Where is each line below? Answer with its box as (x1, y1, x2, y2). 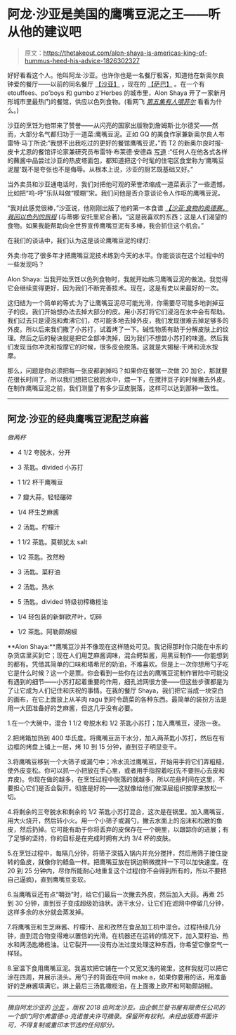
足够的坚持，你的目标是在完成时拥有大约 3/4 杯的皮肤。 (13, 834, 175, 842)
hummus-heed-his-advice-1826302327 (24, 56, 140, 65)
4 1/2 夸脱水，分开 (17, 448, 71, 456)
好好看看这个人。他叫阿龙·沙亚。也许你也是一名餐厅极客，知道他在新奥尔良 (7, 71, 225, 79)
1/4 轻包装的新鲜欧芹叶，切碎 (17, 612, 103, 621)
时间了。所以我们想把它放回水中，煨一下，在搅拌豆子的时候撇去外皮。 (25, 375, 229, 383)
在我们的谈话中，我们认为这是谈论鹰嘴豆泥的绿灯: (7, 236, 151, 245)
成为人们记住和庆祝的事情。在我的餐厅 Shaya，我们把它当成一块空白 (25, 686, 224, 695)
